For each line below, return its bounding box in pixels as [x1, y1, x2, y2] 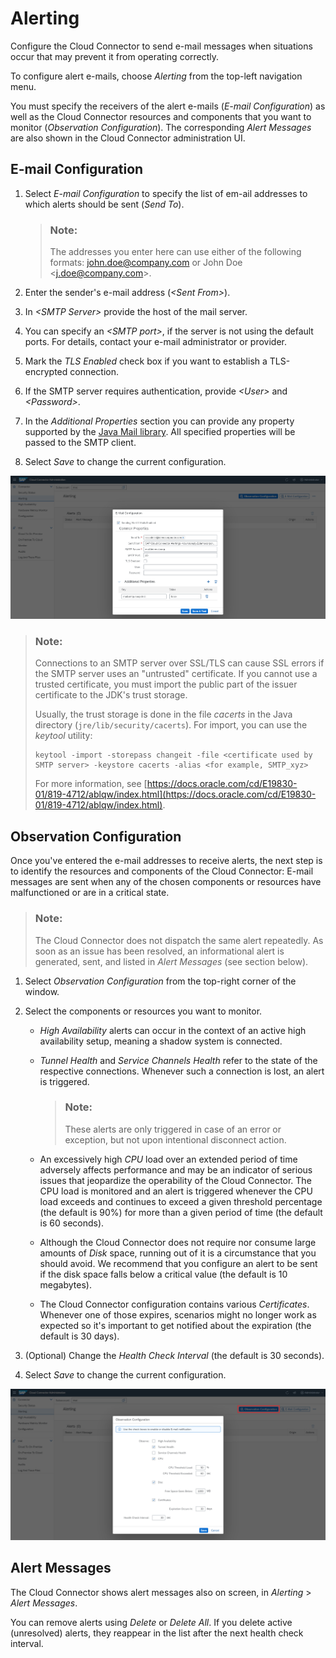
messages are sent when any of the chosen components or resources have [10, 876, 322, 888]
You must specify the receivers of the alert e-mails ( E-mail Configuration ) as [10, 100, 326, 112]
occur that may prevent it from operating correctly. [10, 50, 220, 62]
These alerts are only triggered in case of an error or [64, 1123, 282, 1135]
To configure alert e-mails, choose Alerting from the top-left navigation [10, 70, 303, 82]
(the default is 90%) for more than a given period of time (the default [39, 1206, 323, 1218]
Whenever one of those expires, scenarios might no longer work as [39, 1308, 317, 1321]
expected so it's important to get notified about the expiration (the [39, 1319, 312, 1331]
